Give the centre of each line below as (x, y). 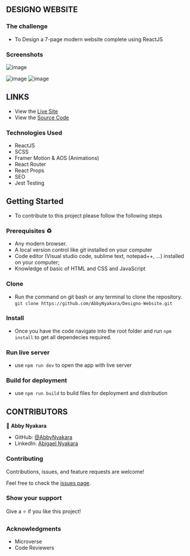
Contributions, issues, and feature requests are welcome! (75, 471)
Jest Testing (30, 183)
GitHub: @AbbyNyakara (43, 437)
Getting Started (35, 201)
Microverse (28, 542)
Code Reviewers (34, 548)
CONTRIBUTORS (37, 412)
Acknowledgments (34, 528)
